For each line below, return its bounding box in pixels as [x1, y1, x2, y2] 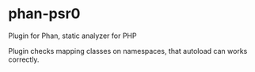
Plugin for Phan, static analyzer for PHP [8, 31, 137, 40]
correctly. [8, 55, 40, 64]
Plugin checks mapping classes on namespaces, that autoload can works [8, 46, 248, 55]
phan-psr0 [8, 5, 81, 23]
